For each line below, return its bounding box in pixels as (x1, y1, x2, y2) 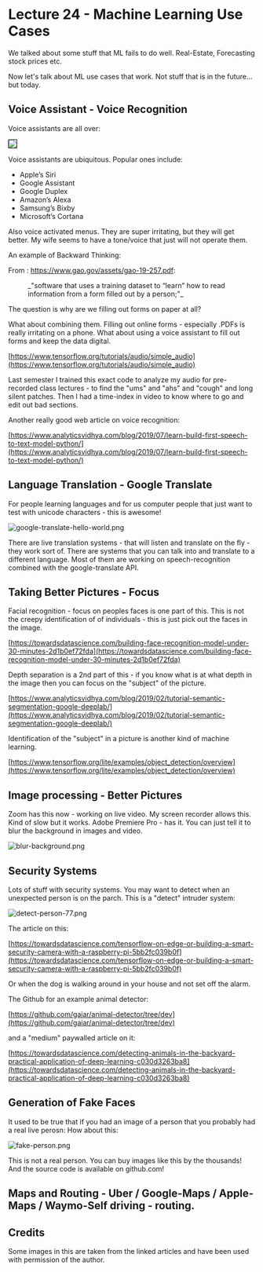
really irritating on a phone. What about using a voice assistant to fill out (8, 327, 241, 337)
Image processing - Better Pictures (8, 788, 183, 802)
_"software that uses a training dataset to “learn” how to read (27, 280, 225, 290)
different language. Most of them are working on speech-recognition (8, 554, 231, 564)
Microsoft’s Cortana (19, 211, 84, 221)
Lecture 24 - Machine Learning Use (8, 5, 243, 24)
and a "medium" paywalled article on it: (8, 1033, 136, 1042)
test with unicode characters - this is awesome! (8, 507, 162, 517)
